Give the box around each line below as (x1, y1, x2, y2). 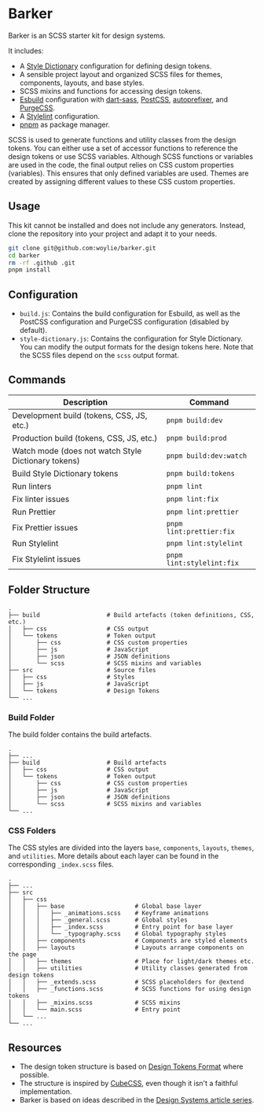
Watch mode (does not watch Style (12, 445, 142, 456)
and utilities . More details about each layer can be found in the (8, 852, 219, 861)
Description (62, 397, 108, 408)
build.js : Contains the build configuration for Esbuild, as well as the (19, 308, 241, 319)
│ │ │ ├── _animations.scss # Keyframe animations (8, 910, 210, 918)
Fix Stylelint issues (12, 553, 81, 564)
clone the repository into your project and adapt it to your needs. (8, 229, 218, 238)
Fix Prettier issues (12, 522, 79, 533)
